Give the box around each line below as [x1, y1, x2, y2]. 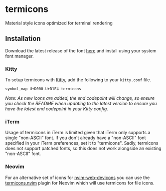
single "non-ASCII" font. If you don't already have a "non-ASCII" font [5, 135, 146, 141]
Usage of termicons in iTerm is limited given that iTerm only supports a [5, 130, 151, 136]
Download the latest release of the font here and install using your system [5, 47, 157, 53]
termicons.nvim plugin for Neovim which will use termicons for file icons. [5, 180, 155, 186]
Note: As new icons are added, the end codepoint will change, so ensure [5, 95, 155, 101]
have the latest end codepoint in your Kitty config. [5, 106, 108, 112]
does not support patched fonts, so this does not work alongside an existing [5, 146, 162, 152]
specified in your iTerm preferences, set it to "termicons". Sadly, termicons [5, 140, 159, 146]
